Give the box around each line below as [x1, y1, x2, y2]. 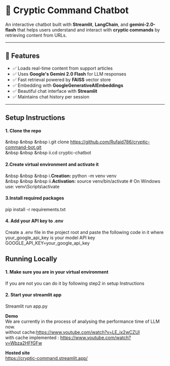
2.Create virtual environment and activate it [5, 161, 99, 167]
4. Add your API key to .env [5, 218, 64, 224]
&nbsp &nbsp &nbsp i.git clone [5, 139, 69, 145]
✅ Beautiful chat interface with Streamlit [12, 88, 98, 94]
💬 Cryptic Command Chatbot [5, 5, 129, 16]
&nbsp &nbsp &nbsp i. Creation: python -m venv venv [5, 173, 117, 179]
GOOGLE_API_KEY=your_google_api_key [5, 240, 90, 246]
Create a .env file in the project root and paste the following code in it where [5, 229, 164, 235]
